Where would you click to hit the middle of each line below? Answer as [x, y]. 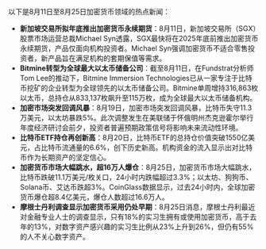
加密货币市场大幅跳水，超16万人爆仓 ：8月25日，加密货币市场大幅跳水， [138, 167]
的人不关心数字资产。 [54, 237]
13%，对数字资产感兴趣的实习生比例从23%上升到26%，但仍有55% [144, 227]
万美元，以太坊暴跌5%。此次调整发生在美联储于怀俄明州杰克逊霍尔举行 [137, 118]
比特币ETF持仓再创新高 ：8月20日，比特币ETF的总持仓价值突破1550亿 [134, 138]
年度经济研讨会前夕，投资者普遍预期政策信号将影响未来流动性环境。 [131, 128]
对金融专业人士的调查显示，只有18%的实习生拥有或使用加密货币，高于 [135, 217]
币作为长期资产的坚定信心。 [65, 157]
